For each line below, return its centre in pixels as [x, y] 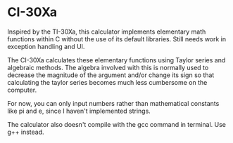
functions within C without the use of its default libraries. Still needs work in [117, 39]
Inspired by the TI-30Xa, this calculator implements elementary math [107, 32]
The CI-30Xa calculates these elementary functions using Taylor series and [116, 60]
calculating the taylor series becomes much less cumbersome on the [107, 82]
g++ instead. [26, 132]
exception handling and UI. [46, 46]
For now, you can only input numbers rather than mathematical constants [113, 103]
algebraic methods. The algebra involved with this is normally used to [108, 67]
